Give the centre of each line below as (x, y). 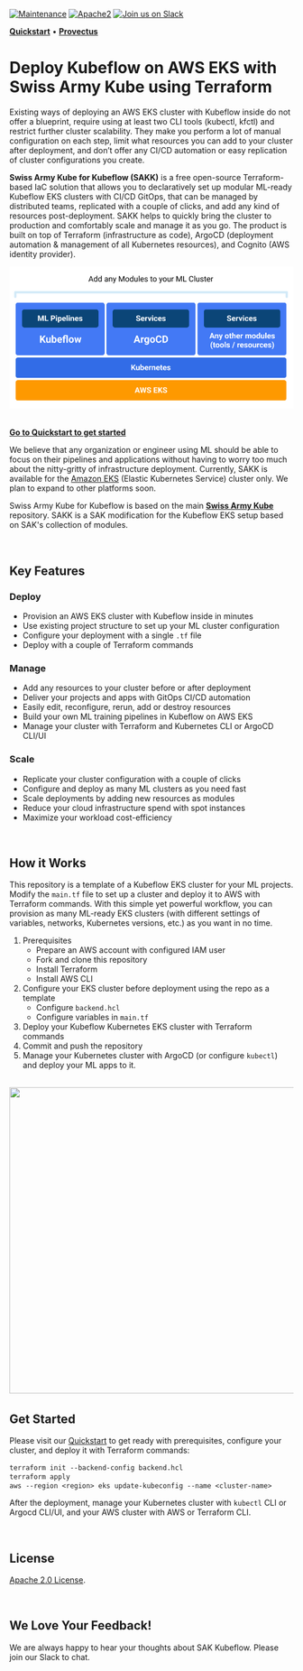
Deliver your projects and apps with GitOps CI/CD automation (136, 697)
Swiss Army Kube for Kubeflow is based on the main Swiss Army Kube (142, 506)
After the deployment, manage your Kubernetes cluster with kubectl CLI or (148, 1503)
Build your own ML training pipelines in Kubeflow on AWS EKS (138, 716)
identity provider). (43, 254)
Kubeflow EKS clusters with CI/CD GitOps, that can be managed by (134, 196)
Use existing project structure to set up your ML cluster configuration (151, 626)
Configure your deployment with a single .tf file (112, 635)
